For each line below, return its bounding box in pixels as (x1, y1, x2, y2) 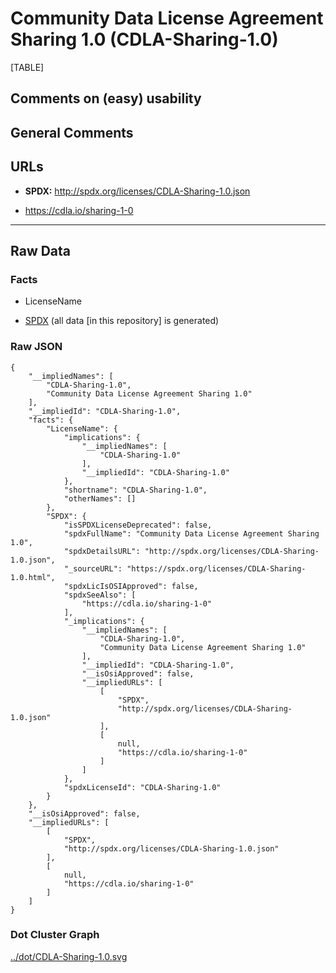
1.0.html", (10, 572, 56, 582)
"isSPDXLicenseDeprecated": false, (63, 520, 213, 530)
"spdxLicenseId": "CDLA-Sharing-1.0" (63, 782, 222, 792)
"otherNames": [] (63, 493, 137, 504)
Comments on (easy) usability (10, 90, 202, 107)
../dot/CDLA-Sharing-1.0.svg (10, 950, 128, 962)
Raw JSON (10, 340, 63, 354)
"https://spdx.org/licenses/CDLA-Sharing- (126, 563, 307, 574)
